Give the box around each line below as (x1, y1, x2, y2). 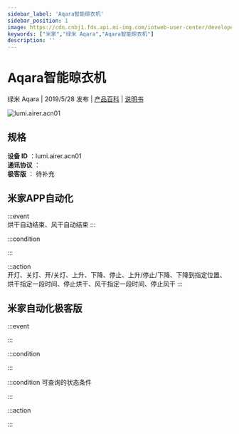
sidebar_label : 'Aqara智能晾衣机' (7, 10, 105, 18)
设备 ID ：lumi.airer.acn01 (7, 151, 82, 160)
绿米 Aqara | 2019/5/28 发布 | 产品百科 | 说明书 (7, 95, 144, 103)
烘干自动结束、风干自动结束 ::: (7, 220, 96, 229)
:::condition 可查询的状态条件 (7, 378, 92, 386)
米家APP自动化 (7, 192, 73, 205)
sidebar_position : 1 (7, 17, 69, 24)
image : (7, 24, 27, 31)
